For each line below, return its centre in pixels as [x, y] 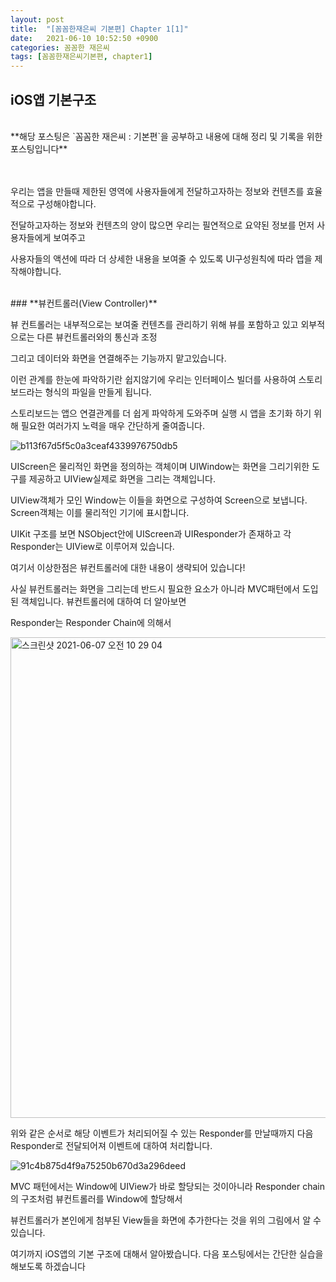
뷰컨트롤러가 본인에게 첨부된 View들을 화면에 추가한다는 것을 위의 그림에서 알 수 [166, 1220]
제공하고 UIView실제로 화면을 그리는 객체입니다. [122, 478]
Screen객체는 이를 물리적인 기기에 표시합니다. [100, 512]
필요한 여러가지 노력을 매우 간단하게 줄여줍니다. [113, 425]
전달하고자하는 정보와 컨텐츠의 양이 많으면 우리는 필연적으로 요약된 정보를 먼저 [162, 225]
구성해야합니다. [66, 203]
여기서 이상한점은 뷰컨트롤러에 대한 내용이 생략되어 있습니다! [128, 567]
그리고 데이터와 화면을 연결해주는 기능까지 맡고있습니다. [118, 358]
